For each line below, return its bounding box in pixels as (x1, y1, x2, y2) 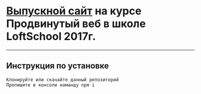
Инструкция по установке (6, 61, 109, 71)
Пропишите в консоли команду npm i (6, 82, 95, 88)
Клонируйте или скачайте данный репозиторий (6, 77, 119, 83)
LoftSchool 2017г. (6, 30, 96, 43)
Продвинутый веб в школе (6, 17, 146, 31)
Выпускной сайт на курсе (6, 4, 142, 18)
